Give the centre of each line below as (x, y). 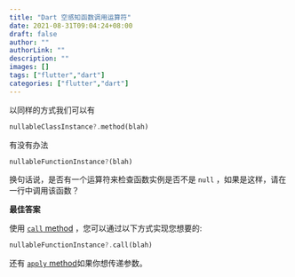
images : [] (29, 67)
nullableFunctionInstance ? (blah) (71, 162)
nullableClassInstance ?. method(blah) (79, 127)
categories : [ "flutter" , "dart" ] (69, 83)
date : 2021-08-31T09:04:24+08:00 (71, 26)
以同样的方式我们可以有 (52, 110)
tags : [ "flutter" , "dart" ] (57, 75)
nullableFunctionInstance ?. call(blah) (81, 245)
